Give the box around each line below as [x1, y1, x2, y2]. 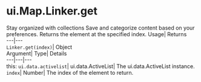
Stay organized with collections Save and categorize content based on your [6, 24, 195, 31]
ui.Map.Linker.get [6, 4, 98, 18]
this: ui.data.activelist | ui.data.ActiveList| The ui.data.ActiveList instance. [6, 62, 195, 70]
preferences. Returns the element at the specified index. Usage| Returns [6, 30, 187, 37]
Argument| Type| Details [6, 49, 67, 57]
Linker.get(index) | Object [6, 43, 73, 51]
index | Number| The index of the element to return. [6, 69, 134, 76]
